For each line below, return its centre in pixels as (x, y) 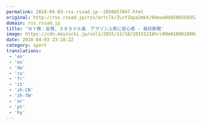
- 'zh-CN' (21, 90)
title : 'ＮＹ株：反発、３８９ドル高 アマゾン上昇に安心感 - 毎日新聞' (85, 29)
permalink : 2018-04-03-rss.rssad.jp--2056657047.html (75, 12)
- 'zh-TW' (21, 96)
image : (14, 34)
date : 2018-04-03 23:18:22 (40, 40)
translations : (24, 51)
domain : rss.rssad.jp (33, 23)
